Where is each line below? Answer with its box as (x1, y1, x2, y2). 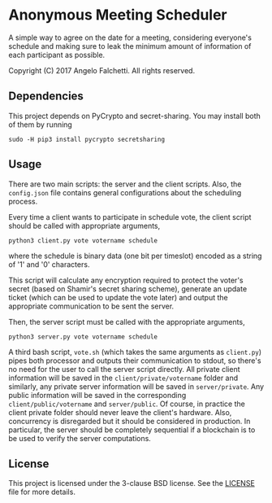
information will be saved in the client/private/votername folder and (8, 373, 239, 383)
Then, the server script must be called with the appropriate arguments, (8, 317, 245, 326)
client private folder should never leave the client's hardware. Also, (8, 407, 232, 417)
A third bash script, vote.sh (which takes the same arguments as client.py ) (8, 347, 262, 356)
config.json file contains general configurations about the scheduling (8, 187, 242, 197)
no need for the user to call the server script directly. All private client (8, 364, 240, 374)
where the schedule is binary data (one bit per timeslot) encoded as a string (8, 251, 262, 260)
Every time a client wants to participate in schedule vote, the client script (8, 212, 252, 221)
